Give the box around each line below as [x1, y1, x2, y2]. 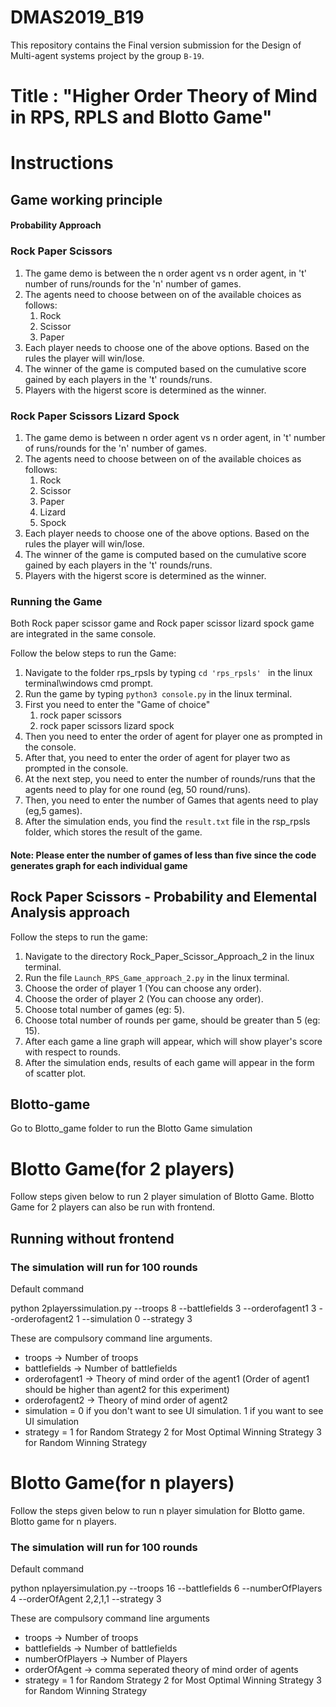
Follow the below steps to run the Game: [10, 647, 177, 660]
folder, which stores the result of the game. [24, 826, 203, 838]
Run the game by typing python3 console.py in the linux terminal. [24, 688, 293, 700]
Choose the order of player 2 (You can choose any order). [24, 992, 264, 1005]
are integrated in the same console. [10, 628, 157, 640]
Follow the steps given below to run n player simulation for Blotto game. [10, 1504, 305, 1516]
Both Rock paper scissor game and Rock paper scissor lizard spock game [10, 617, 315, 630]
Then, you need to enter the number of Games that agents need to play [24, 794, 319, 806]
